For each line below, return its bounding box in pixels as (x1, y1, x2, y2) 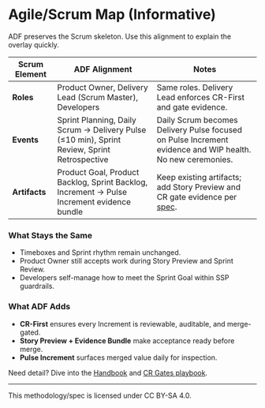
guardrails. (19, 282, 55, 291)
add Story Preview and (156, 182, 241, 193)
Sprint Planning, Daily (57, 114, 136, 125)
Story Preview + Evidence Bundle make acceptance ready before (19, 335, 235, 345)
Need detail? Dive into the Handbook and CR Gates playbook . (8, 368, 207, 377)
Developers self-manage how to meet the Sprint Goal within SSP (19, 273, 230, 283)
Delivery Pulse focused (156, 124, 243, 135)
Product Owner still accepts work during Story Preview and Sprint (19, 256, 234, 266)
